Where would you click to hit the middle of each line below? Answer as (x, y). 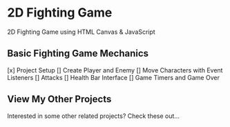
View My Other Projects (59, 99)
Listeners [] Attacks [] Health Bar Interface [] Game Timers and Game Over (113, 77)
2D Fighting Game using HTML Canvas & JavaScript (81, 32)
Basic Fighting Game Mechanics (78, 53)
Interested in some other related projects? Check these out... (93, 116)
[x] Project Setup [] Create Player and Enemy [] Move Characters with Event (115, 70)
